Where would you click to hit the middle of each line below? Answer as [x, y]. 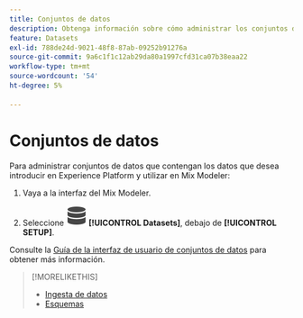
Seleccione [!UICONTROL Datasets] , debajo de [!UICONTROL [149, 223]
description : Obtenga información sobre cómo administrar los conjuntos [149, 28]
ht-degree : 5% [36, 86]
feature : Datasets [44, 38]
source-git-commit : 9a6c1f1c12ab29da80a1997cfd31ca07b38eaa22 [129, 57]
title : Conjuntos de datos [60, 19]
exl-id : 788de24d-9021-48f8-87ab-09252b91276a [98, 48]
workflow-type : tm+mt [50, 67]
